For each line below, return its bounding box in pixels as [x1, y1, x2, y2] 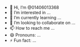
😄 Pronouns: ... [9, 32, 41, 38]
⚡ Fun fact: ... [9, 37, 36, 43]
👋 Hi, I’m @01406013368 [9, 5, 59, 10]
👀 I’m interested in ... [9, 10, 51, 15]
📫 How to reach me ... [9, 25, 55, 31]
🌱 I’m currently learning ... [9, 15, 62, 20]
